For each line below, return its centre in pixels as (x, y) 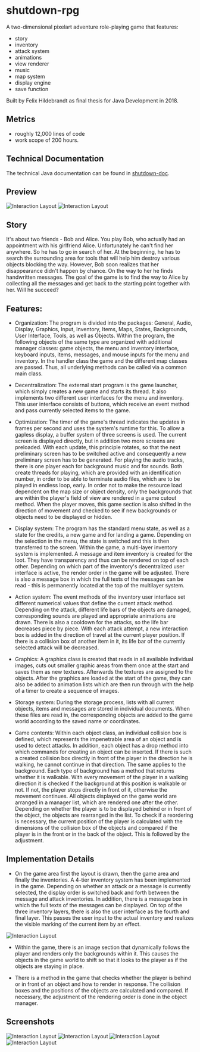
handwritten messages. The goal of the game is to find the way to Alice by (97, 277)
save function (32, 89)
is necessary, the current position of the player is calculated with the (99, 821)
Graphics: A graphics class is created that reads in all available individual (104, 659)
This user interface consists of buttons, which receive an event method (102, 404)
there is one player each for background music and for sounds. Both (99, 466)
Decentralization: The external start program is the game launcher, (96, 385)
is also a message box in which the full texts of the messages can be (99, 579)
